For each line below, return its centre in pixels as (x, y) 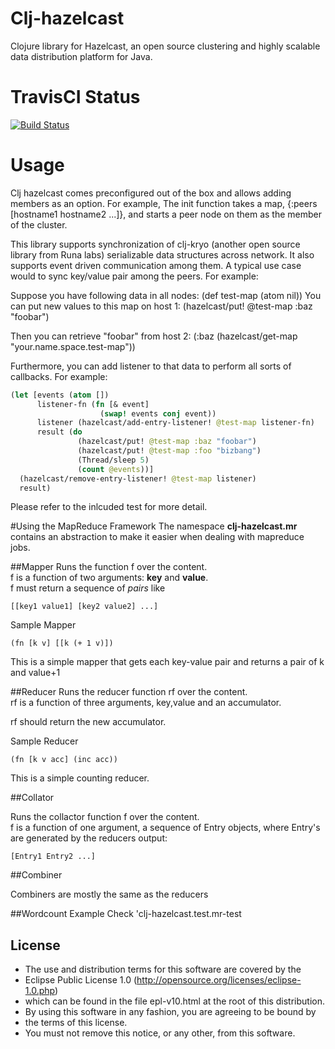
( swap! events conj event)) (158, 413)
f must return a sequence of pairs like (88, 588)
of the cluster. (39, 224)
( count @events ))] (116, 469)
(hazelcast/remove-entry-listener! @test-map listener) (138, 478)
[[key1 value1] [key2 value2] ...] (84, 607)
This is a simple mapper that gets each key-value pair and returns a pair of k (167, 662)
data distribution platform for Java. (81, 56)
